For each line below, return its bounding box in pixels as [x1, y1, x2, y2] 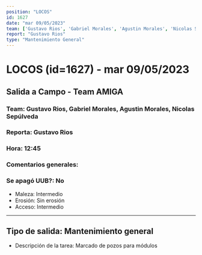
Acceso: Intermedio [14, 203, 64, 210]
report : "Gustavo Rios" [6, 31, 66, 37]
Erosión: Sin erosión [14, 197, 65, 204]
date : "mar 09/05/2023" [6, 20, 66, 26]
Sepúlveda [6, 112, 38, 120]
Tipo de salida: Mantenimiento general [6, 226, 154, 236]
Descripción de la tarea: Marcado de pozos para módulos [14, 242, 158, 250]
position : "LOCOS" [6, 8, 52, 15]
